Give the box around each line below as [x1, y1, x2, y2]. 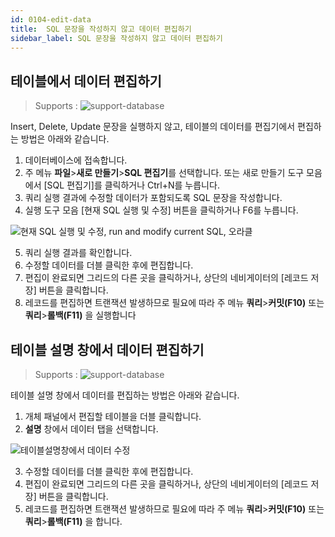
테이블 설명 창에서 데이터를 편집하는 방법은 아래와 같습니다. [10, 389, 240, 401]
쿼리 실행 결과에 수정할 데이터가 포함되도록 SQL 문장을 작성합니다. [24, 192, 283, 204]
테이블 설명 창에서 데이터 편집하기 [10, 341, 205, 358]
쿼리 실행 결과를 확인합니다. [24, 247, 133, 259]
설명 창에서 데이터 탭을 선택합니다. [24, 423, 159, 435]
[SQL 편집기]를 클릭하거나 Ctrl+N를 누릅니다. [43, 179, 220, 191]
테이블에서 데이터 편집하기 [10, 72, 162, 90]
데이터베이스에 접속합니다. [24, 154, 128, 166]
